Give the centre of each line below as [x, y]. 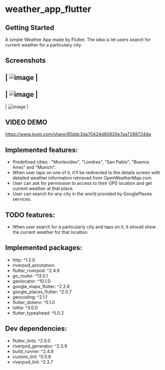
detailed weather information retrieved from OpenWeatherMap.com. [82, 178]
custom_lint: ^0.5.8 [32, 357]
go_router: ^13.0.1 [30, 276]
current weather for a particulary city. [44, 45]
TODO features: [30, 215]
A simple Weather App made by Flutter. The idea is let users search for [78, 39]
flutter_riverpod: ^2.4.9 [36, 270]
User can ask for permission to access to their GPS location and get [82, 183]
